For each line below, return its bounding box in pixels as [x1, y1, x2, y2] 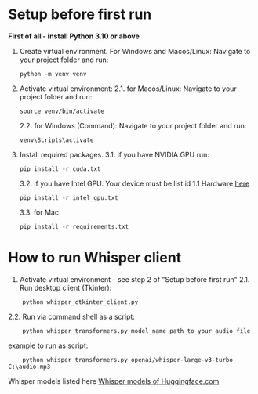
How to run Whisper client [8, 249, 182, 267]
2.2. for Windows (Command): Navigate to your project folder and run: [19, 121, 247, 130]
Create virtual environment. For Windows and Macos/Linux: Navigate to [19, 46, 251, 56]
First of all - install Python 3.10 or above [8, 31, 140, 41]
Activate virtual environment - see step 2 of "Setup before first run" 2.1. [19, 274, 250, 284]
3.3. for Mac [19, 208, 59, 217]
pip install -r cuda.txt [19, 164, 101, 173]
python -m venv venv [19, 70, 87, 78]
